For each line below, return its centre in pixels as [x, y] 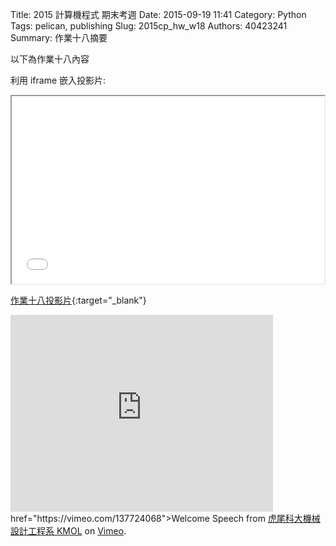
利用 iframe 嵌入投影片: [58, 80]
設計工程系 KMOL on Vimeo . [68, 531]
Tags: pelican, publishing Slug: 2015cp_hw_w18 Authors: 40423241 [149, 26]
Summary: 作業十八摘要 [59, 37]
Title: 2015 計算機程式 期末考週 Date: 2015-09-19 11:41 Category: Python [158, 14]
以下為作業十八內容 [50, 59]
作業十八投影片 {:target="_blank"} [78, 300]
